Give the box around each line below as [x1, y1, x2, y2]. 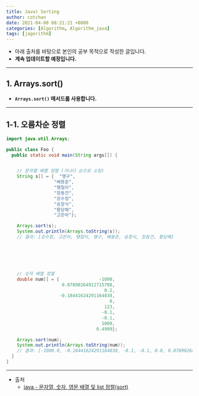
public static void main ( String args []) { [11, 152, 118, 158]
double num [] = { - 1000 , [17, 276, 115, 282]
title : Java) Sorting [6, 8, 60, 15]
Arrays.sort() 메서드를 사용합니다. [14, 95, 97, 102]
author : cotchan [6, 14, 46, 20]
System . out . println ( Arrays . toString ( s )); [17, 228, 120, 235]
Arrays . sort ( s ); [17, 223, 57, 229]
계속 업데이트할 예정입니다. [14, 55, 77, 62]
